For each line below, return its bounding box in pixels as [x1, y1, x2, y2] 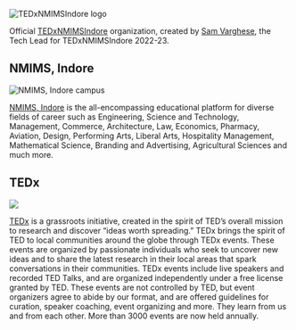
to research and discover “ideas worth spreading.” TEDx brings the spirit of [9, 225, 285, 235]
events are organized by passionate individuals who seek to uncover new [9, 243, 279, 254]
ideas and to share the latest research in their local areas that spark [9, 253, 257, 264]
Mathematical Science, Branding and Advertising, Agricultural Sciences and [9, 139, 288, 151]
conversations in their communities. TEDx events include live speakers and [9, 263, 284, 274]
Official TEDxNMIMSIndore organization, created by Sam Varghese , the [9, 26, 272, 36]
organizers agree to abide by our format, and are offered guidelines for [9, 291, 269, 302]
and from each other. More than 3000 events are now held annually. [9, 310, 259, 321]
